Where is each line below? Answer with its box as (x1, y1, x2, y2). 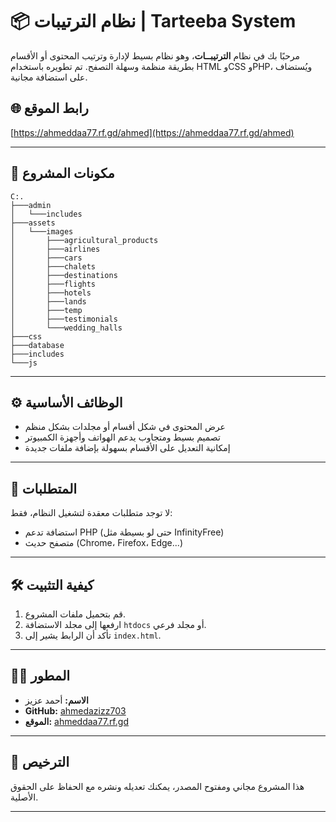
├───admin (10, 200, 52, 210)
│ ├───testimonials (10, 314, 118, 324)
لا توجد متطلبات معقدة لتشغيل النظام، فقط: (10, 507, 173, 519)
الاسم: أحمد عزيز (24, 694, 89, 706)
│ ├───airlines (10, 244, 101, 254)
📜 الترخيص (10, 754, 70, 771)
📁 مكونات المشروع (10, 165, 115, 182)
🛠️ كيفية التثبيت (10, 576, 95, 593)
